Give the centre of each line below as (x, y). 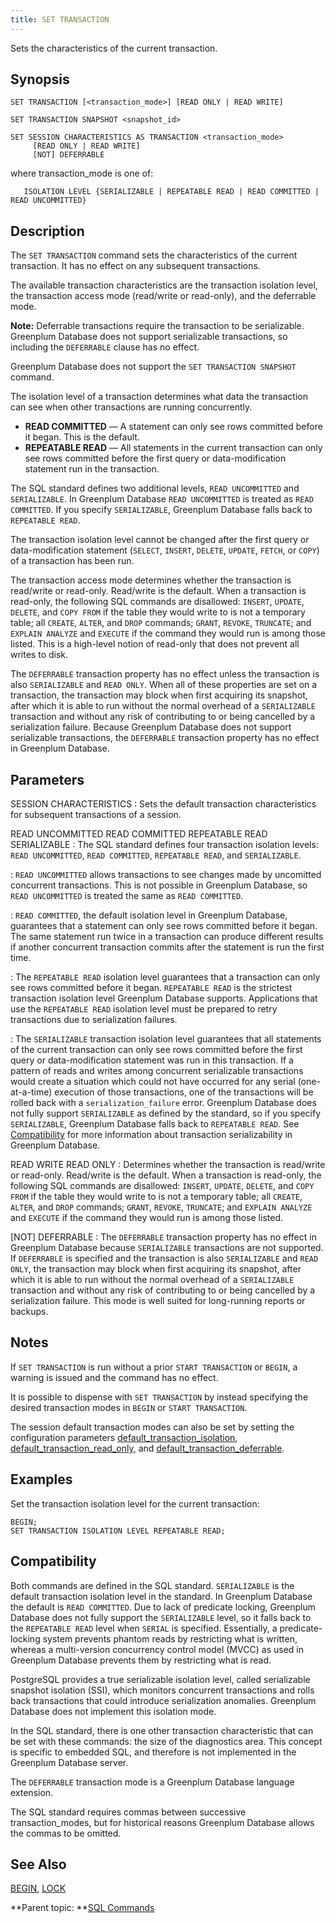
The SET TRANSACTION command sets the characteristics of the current (154, 255)
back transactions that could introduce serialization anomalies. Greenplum (163, 1700)
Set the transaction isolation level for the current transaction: (135, 1503)
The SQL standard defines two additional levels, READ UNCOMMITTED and (155, 488)
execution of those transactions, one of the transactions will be (184, 1092)
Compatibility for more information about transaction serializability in (151, 1135)
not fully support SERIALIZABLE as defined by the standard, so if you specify (166, 1113)
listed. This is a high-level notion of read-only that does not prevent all (155, 644)
